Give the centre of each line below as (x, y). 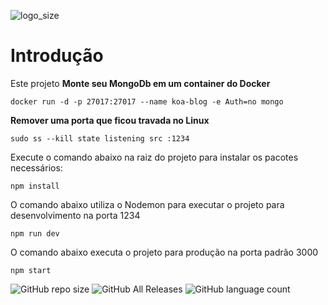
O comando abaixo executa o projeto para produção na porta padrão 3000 (164, 252)
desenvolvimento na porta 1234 (75, 215)
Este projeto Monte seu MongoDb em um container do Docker (140, 83)
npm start (31, 270)
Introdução (57, 56)
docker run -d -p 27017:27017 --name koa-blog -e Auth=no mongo (147, 101)
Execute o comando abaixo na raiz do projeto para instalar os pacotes (154, 157)
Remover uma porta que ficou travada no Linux (110, 120)
